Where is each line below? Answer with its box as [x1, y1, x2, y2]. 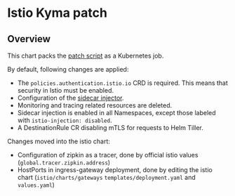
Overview [7, 33, 51, 45]
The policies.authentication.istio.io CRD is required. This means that [17, 79, 228, 87]
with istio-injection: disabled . [17, 116, 112, 124]
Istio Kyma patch [7, 5, 107, 21]
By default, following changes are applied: [7, 65, 129, 73]
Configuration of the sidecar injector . [17, 93, 124, 102]
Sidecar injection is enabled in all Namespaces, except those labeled [17, 109, 216, 117]
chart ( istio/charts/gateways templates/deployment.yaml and [17, 174, 196, 181]
